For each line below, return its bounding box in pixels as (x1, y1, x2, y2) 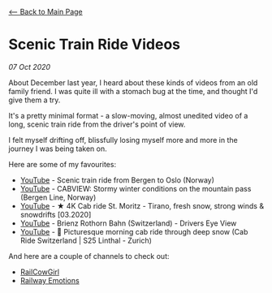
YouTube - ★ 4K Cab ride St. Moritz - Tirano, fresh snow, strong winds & (19, 200, 265, 210)
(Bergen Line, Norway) (19, 192, 97, 202)
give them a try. (8, 95, 61, 105)
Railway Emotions (19, 275, 80, 285)
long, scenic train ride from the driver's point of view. (8, 119, 186, 129)
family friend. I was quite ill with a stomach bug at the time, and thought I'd (8, 86, 258, 96)
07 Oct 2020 (8, 62, 51, 71)
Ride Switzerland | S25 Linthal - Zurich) (19, 235, 153, 245)
